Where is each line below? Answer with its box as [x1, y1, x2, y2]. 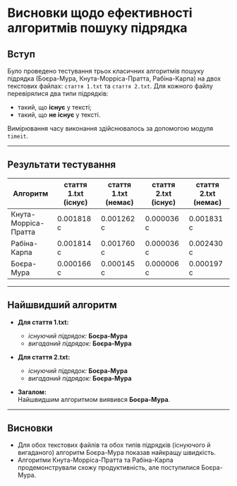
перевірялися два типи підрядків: [7, 90, 109, 97]
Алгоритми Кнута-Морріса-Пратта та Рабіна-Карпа [17, 456, 174, 464]
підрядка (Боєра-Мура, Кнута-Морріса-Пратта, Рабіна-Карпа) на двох [7, 74, 221, 83]
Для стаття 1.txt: [17, 318, 69, 326]
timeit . [7, 132, 28, 140]
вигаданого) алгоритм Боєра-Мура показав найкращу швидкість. [17, 449, 217, 457]
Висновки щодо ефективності [7, 5, 193, 21]
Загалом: [17, 387, 47, 396]
